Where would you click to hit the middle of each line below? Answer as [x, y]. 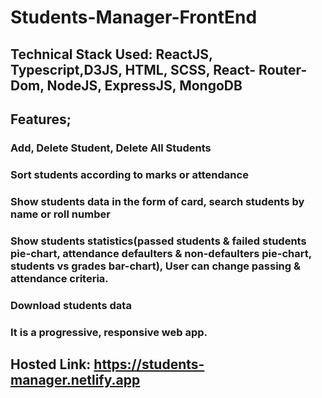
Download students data [71, 305]
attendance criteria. [59, 278]
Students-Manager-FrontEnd [134, 17]
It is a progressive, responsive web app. [109, 332]
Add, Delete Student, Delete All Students [111, 148]
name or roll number [60, 214]
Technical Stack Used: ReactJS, [111, 54]
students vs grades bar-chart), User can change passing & [155, 266]
